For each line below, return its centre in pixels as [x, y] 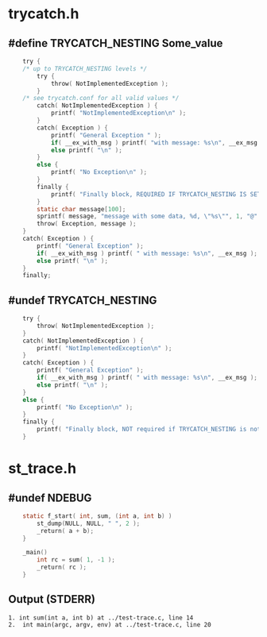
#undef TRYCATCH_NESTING [83, 300]
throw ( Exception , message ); [87, 224]
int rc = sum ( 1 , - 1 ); [76, 560]
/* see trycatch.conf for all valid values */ [101, 98]
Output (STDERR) [52, 599]
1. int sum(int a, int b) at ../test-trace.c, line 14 [101, 618]
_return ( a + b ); [65, 531]
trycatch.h [44, 14]
